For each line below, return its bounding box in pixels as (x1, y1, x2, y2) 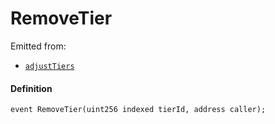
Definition (10, 82, 53, 94)
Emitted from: (10, 40, 67, 52)
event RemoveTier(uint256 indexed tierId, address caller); (10, 105, 267, 115)
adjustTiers (24, 61, 75, 71)
